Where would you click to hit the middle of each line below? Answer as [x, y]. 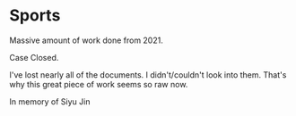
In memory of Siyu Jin [50, 101]
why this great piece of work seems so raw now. [99, 84]
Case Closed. [34, 57]
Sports [35, 16]
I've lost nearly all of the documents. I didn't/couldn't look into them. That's [148, 75]
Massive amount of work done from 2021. [86, 40]
